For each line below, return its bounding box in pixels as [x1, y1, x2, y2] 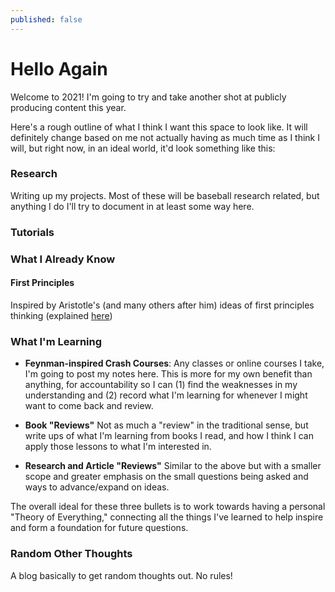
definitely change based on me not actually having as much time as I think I [10, 131, 321, 143]
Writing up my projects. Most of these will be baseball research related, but [10, 189, 320, 201]
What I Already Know [10, 252, 116, 266]
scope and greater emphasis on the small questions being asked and [24, 471, 309, 483]
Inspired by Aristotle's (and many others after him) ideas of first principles [10, 299, 315, 311]
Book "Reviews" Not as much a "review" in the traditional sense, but [24, 419, 309, 431]
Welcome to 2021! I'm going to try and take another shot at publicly [10, 91, 287, 103]
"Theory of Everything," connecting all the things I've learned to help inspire [10, 511, 324, 523]
